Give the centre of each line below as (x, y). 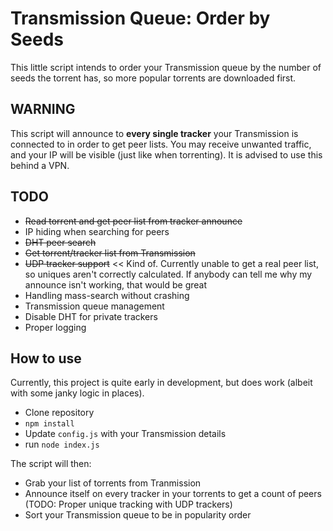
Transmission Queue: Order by (140, 18)
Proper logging (55, 327)
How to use (46, 358)
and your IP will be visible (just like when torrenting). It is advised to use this (166, 154)
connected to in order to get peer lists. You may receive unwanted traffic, (161, 144)
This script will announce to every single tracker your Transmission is (154, 133)
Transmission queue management (94, 306)
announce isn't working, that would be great (116, 284)
